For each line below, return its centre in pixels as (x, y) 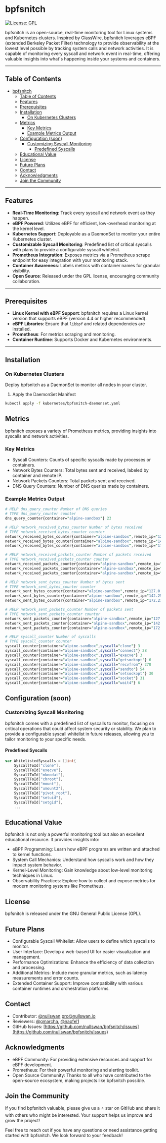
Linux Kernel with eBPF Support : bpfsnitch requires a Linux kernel (80, 313)
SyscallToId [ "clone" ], (37, 765)
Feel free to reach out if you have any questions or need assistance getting (81, 1130)
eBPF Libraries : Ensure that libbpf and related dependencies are (79, 324)
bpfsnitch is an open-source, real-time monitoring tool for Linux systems (79, 32)
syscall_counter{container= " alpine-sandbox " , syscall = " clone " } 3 (73, 646)
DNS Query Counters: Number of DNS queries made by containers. (81, 486)
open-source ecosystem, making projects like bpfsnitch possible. (79, 1080)
